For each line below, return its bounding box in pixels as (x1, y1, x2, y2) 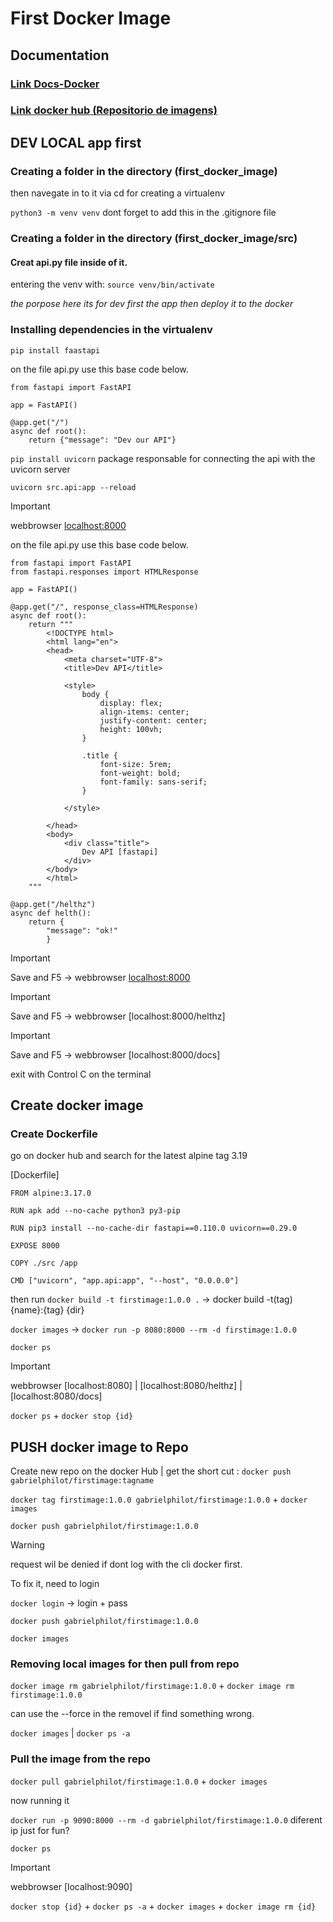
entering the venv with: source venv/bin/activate (10, 278, 215, 291)
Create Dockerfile (10, 1127, 98, 1141)
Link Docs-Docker (10, 77, 100, 91)
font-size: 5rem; (99, 759, 172, 769)
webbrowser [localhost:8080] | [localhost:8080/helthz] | (10, 1380, 243, 1392)
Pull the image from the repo (10, 1752, 151, 1766)
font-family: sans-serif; (99, 777, 208, 787)
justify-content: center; (99, 715, 208, 726)
